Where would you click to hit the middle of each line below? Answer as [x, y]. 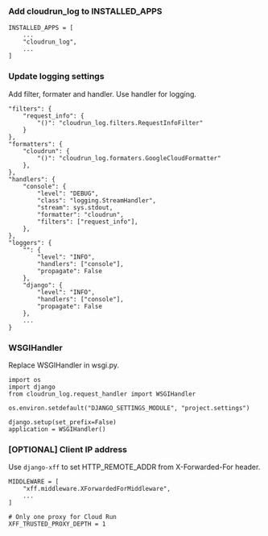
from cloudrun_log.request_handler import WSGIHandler [102, 394]
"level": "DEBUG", [68, 193]
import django [32, 387]
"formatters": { [35, 144]
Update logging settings [56, 77]
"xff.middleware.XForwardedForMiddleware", [97, 489]
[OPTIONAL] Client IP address [68, 449]
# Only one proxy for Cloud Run [62, 517]
